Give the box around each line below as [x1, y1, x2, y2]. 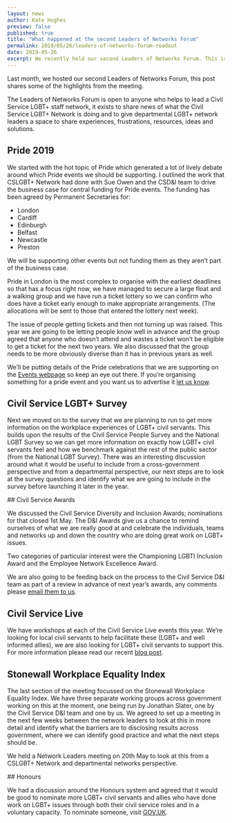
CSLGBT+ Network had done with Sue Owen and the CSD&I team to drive [7, 177, 216, 186]
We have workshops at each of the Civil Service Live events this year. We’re [7, 626, 223, 634]
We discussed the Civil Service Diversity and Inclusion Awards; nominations [7, 509, 223, 517]
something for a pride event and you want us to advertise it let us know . [7, 377, 211, 385]
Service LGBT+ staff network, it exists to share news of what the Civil [7, 102, 204, 111]
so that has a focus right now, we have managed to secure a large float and [7, 284, 222, 293]
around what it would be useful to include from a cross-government [7, 460, 200, 469]
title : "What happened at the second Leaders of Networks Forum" [7, 36, 199, 43]
